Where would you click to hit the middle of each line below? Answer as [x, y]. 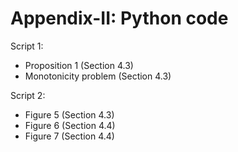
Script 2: [28, 95]
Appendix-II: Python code [119, 18]
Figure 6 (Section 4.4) [70, 125]
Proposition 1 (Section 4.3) [79, 65]
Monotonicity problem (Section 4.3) [98, 76]
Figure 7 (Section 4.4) [69, 136]
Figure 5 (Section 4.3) [69, 114]
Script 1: [27, 46]
